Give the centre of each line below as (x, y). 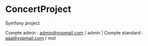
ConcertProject (38, 9)
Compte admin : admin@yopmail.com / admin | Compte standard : (74, 32)
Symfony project (23, 23)
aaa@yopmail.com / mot (31, 38)
